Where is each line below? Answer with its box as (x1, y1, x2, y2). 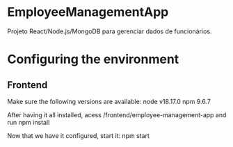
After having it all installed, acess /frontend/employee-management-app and (7, 110, 227, 119)
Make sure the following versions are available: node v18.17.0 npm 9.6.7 (7, 97, 211, 105)
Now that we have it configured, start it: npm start (7, 131, 150, 139)
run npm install (7, 118, 50, 126)
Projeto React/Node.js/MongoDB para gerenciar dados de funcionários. (7, 27, 212, 35)
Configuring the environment (7, 51, 179, 67)
